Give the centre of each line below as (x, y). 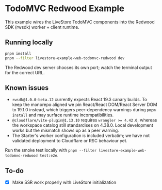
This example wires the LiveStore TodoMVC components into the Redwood (80, 22)
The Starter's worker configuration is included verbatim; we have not (81, 136)
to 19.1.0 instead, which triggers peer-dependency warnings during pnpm (84, 110)
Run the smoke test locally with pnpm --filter (51, 150)
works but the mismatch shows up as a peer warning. (65, 130)
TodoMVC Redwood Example (65, 9)
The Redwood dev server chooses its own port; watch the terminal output (79, 67)
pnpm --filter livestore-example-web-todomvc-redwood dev (65, 58)
